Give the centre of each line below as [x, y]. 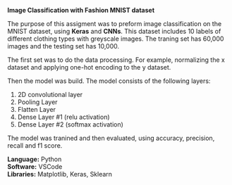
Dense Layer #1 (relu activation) [64, 117]
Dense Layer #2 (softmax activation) [70, 125]
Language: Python [35, 159]
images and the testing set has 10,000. [63, 46]
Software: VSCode [35, 167]
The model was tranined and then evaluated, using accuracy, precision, [111, 138]
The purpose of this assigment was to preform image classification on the [115, 24]
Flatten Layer [37, 109]
